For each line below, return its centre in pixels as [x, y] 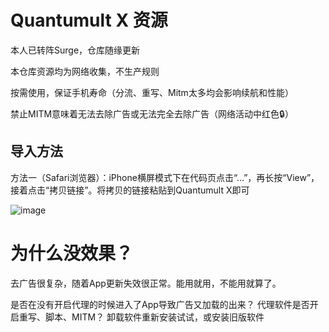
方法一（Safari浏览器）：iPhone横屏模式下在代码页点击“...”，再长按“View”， [165, 177]
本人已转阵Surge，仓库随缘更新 [75, 50]
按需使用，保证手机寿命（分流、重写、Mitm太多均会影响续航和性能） [152, 92]
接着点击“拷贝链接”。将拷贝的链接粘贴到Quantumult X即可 [130, 190]
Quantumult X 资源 [89, 20]
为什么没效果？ [72, 253]
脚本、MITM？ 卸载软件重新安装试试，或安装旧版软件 [154, 317]
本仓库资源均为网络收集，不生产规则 [85, 71]
